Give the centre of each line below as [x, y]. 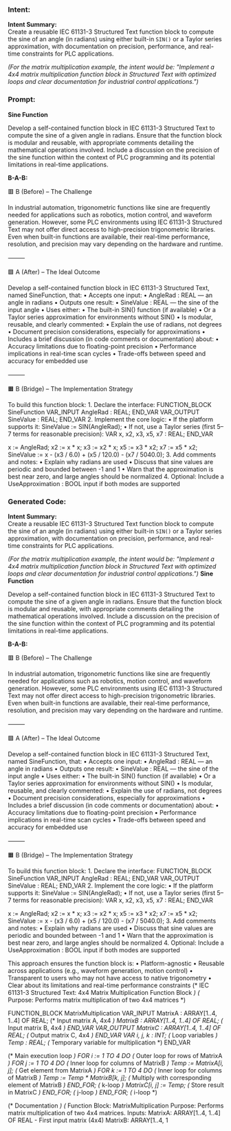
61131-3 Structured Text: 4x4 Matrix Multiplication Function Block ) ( [104, 992]
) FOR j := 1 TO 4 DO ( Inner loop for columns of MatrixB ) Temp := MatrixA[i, [116, 1063]
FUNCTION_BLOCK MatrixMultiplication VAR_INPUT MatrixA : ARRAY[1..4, [112, 1013]
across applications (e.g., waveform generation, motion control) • [100, 970]
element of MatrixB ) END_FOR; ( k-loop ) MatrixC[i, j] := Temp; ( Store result [116, 1085]
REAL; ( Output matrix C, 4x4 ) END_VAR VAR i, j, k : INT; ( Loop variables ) [113, 1035]
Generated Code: [37, 501]
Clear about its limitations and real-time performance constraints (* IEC [108, 985]
